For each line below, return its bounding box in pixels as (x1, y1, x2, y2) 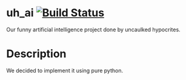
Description (6, 47, 67, 61)
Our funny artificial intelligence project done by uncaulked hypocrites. (6, 26, 181, 33)
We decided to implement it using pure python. (6, 67, 123, 74)
